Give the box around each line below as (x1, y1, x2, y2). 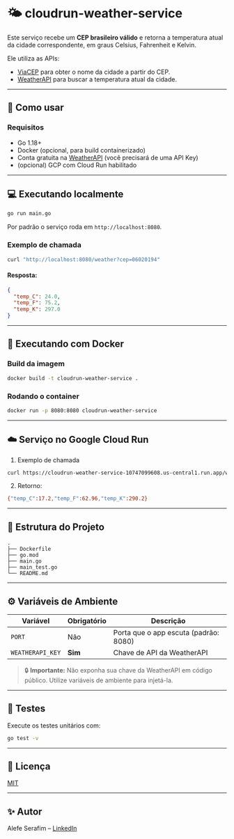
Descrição (150, 615, 186, 625)
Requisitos (7, 123, 44, 132)
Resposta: (7, 271, 38, 279)
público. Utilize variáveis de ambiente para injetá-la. (24, 676, 173, 684)
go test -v (7, 735, 39, 742)
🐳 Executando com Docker (7, 338, 124, 350)
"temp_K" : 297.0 (13, 306, 61, 313)
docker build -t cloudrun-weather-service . (7, 375, 139, 382)
